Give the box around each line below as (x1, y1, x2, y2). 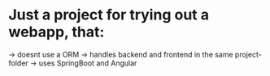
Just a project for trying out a (8, 6, 210, 24)
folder (8, 58, 28, 68)
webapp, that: (8, 23, 105, 41)
